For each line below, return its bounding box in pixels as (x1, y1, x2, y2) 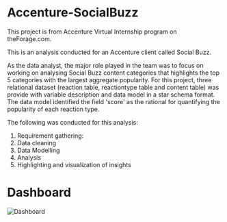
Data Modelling (16, 146, 60, 154)
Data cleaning (16, 138, 57, 147)
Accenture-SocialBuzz (7, 5, 139, 21)
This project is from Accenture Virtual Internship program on (7, 27, 177, 36)
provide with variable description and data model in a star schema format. (7, 90, 215, 99)
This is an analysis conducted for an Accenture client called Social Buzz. (7, 48, 212, 56)
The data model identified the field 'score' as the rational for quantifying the (7, 97, 221, 106)
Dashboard (7, 185, 72, 200)
